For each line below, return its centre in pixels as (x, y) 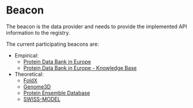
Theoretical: (29, 74)
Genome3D (37, 86)
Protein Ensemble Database (57, 93)
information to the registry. (38, 32)
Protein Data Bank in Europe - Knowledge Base (80, 67)
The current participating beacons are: (53, 44)
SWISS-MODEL (42, 99)
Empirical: (27, 55)
